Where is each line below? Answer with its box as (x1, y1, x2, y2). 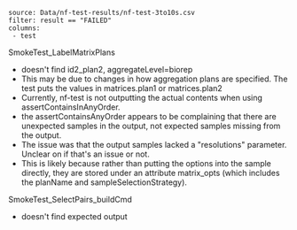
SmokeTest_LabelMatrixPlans (8, 47, 116, 57)
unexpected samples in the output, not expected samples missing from (20, 120, 281, 131)
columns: (8, 24, 41, 33)
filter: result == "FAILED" (8, 16, 113, 25)
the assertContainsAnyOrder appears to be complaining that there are (20, 111, 277, 121)
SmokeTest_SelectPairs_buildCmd (8, 195, 132, 204)
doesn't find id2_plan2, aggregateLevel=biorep (20, 65, 193, 74)
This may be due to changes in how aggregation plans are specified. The (20, 73, 288, 84)
